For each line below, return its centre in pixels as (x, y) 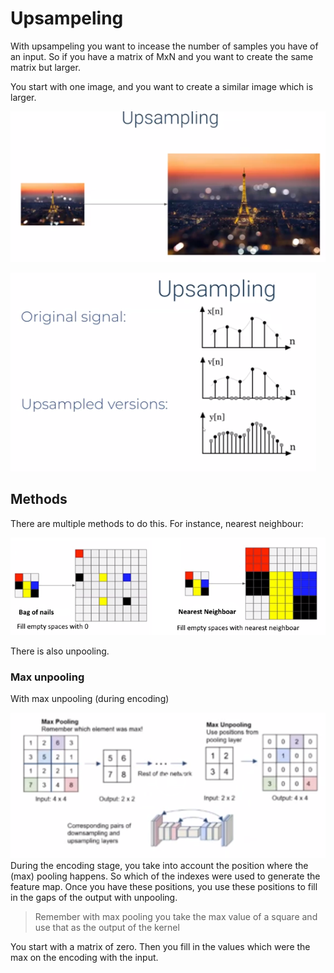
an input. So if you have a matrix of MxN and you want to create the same (162, 56)
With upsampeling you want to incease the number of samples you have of (164, 46)
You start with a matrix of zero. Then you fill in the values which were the (160, 947)
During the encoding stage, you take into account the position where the (159, 866)
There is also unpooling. (60, 651)
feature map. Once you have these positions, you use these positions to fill (164, 887)
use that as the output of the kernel (107, 928)
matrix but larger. (45, 67)
